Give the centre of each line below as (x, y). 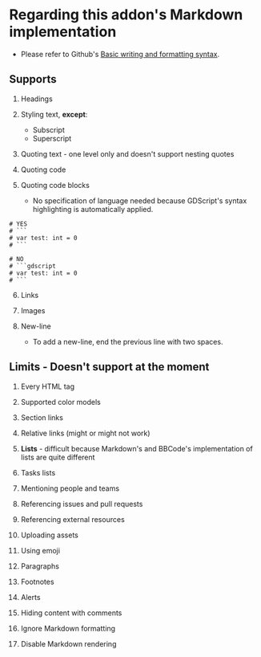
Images (33, 310)
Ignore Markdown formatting (68, 628)
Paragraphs (40, 566)
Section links (42, 417)
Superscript (52, 138)
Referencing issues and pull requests (82, 504)
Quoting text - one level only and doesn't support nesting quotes (127, 153)
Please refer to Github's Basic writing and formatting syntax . (120, 54)
